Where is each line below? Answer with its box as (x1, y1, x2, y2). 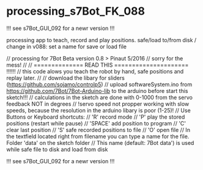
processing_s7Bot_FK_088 (6, 4, 146, 18)
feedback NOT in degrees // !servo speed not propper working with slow (6, 100, 190, 108)
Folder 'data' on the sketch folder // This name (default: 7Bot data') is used (6, 139, 194, 146)
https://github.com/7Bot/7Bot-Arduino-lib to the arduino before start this (6, 87, 188, 94)
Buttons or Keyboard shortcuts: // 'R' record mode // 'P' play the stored (6, 113, 185, 120)
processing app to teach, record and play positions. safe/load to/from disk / (6, 36, 197, 43)
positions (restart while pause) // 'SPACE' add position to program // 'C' (6, 119, 186, 127)
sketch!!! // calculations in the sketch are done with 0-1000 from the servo (6, 94, 193, 101)
